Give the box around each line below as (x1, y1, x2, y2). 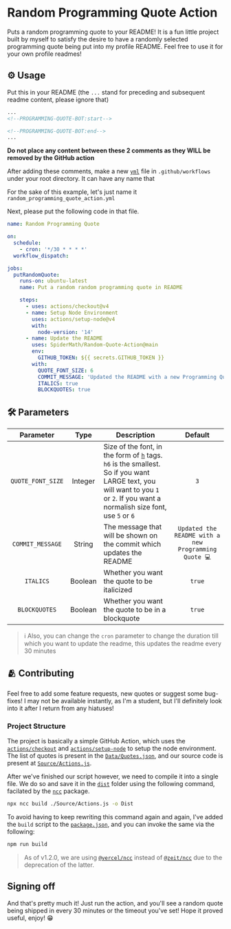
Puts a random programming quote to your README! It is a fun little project (7, 28, 219, 36)
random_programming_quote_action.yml (7, 195, 115, 202)
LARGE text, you (103, 476, 156, 486)
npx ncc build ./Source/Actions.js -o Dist (7, 801, 134, 808)
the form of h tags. (103, 451, 163, 460)
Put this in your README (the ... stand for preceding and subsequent (7, 88, 206, 96)
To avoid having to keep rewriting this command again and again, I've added (7, 813, 223, 821)
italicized (103, 585, 133, 595)
